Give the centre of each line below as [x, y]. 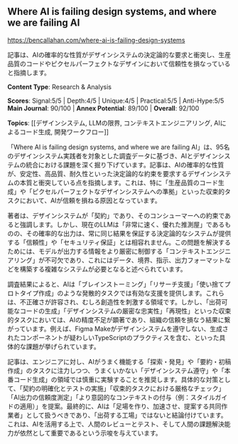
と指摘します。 [29, 72]
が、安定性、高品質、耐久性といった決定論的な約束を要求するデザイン [110, 173]
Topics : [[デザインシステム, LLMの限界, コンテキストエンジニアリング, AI [114, 123]
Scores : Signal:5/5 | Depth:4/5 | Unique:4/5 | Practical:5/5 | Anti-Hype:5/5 [116, 100]
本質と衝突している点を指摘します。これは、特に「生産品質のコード [119, 182]
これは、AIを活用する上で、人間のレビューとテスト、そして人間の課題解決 [116, 424]
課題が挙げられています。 [63, 346]
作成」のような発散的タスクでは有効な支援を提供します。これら [131, 293]
